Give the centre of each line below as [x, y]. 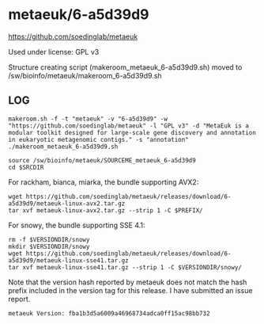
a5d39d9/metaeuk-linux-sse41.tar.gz [68, 260]
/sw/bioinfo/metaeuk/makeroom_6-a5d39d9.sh [85, 75]
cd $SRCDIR [26, 167]
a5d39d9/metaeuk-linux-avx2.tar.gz [67, 204]
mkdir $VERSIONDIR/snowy [49, 246]
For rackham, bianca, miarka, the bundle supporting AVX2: [104, 182]
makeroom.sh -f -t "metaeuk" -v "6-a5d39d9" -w [88, 119]
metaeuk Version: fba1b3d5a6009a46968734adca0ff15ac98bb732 [109, 313]
